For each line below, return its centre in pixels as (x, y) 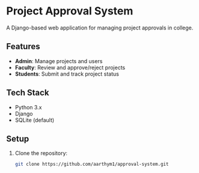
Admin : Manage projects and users (59, 61)
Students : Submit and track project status (67, 74)
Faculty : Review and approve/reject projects (70, 67)
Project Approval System (70, 11)
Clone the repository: (41, 153)
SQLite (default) (35, 120)
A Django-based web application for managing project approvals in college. (100, 28)
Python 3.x (28, 107)
